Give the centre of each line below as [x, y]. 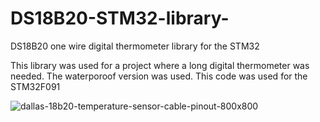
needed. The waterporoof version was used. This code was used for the [159, 76]
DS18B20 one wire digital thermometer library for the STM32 [135, 46]
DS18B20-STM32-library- [120, 18]
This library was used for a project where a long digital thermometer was [160, 65]
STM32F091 [35, 86]
